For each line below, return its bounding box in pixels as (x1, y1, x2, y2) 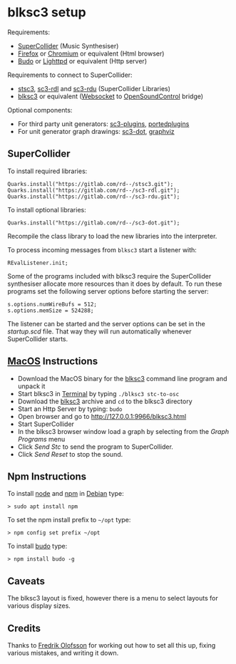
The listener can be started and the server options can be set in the (7, 319, 205, 328)
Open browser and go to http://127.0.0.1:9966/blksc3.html (17, 412, 187, 420)
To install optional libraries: (7, 205, 87, 214)
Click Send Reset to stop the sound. (17, 450, 123, 458)
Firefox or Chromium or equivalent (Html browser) (17, 49, 165, 58)
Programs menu (17, 435, 66, 443)
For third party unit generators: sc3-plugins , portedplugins (17, 119, 190, 128)
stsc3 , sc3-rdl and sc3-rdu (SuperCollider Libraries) (17, 84, 171, 93)
